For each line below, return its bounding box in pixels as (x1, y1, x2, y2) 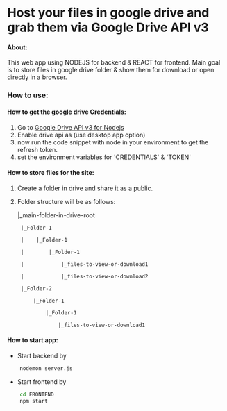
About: (7, 43, 28, 51)
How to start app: (7, 336, 58, 344)
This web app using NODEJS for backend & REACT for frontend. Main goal (7, 58, 221, 67)
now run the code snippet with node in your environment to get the (17, 137, 209, 146)
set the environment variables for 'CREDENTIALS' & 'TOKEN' (17, 153, 191, 161)
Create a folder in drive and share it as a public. (17, 184, 153, 192)
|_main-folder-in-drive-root (17, 210, 96, 219)
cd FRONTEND (19, 391, 54, 398)
